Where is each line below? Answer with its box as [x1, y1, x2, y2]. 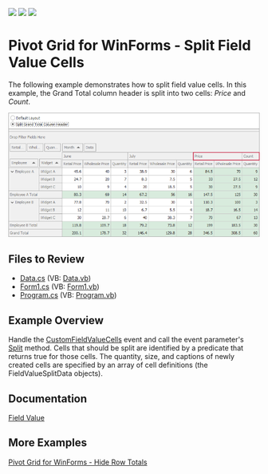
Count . [8, 97, 30, 106]
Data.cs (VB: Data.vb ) [19, 274, 92, 283]
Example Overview [8, 314, 104, 327]
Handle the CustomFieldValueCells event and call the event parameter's [8, 335, 245, 345]
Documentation [8, 392, 88, 405]
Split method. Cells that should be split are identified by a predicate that [8, 343, 244, 353]
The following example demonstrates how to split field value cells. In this [8, 80, 247, 89]
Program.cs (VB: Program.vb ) [19, 290, 117, 300]
